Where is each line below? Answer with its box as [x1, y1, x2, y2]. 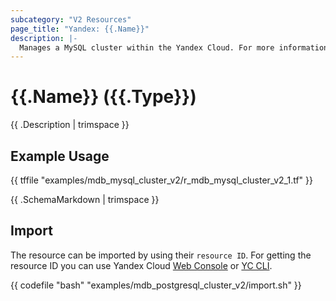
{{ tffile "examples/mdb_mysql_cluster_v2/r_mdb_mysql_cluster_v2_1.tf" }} [10, 174, 313, 186]
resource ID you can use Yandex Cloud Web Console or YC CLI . [10, 259, 273, 271]
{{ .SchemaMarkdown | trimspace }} [10, 194, 160, 205]
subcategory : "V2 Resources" [10, 14, 132, 25]
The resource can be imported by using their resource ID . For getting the [10, 249, 312, 261]
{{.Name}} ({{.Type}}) [10, 86, 197, 108]
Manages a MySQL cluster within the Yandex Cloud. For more [19, 42, 275, 53]
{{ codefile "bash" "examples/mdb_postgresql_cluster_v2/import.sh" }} [10, 279, 302, 291]
